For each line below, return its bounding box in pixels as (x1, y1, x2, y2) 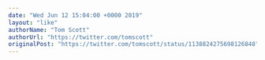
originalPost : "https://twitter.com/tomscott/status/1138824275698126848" (8, 41, 259, 48)
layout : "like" (8, 19, 58, 26)
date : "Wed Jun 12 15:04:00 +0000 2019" (8, 11, 144, 19)
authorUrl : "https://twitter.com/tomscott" (8, 33, 154, 41)
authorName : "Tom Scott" (8, 26, 90, 34)
